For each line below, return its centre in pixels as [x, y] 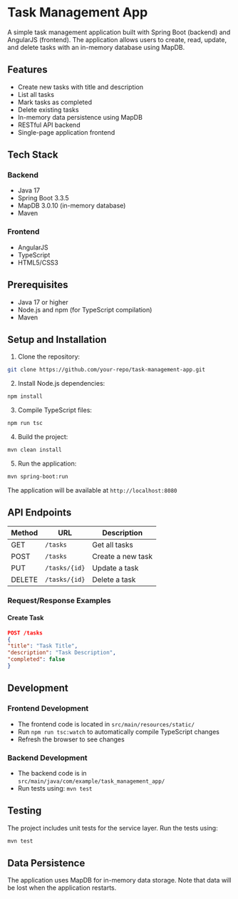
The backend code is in [52, 773]
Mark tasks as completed [55, 102]
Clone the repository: [49, 356]
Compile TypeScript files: [55, 410]
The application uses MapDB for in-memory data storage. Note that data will [119, 880]
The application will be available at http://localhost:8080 [92, 490]
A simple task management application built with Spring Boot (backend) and [119, 32]
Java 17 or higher [43, 302]
